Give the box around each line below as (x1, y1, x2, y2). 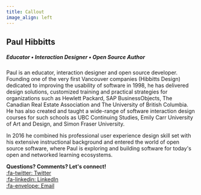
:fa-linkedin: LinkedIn (6, 176, 59, 183)
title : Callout (6, 8, 45, 15)
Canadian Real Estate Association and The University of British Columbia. (6, 101, 189, 108)
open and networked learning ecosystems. (6, 151, 113, 158)
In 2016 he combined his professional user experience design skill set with (6, 132, 191, 139)
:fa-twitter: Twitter (6, 169, 51, 176)
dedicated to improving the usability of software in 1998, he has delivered (6, 82, 189, 89)
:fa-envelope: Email (6, 182, 55, 189)
